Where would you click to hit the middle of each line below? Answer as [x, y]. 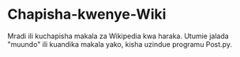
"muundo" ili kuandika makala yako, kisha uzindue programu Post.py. [120, 44]
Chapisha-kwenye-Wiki [87, 14]
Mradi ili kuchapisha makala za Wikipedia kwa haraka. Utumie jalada [118, 36]
